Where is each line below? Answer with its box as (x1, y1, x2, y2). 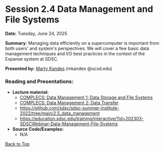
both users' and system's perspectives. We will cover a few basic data (5, 45, 150, 51)
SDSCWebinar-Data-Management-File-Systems (19, 121, 118, 127)
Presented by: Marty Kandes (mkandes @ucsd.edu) (5, 66, 113, 72)
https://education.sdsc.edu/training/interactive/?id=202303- (19, 116, 144, 122)
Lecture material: (12, 89, 49, 95)
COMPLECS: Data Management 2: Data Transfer (19, 100, 119, 106)
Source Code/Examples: (12, 126, 64, 132)
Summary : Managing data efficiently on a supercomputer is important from (5, 40, 160, 46)
